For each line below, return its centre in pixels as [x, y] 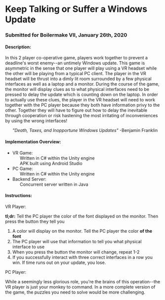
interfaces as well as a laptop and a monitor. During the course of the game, [82, 84]
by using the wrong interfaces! [36, 121]
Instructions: [19, 196]
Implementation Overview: [33, 141]
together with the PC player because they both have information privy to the [82, 105]
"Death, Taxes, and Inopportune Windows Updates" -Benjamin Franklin [85, 130]
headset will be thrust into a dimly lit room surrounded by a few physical [78, 79]
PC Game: [22, 169]
